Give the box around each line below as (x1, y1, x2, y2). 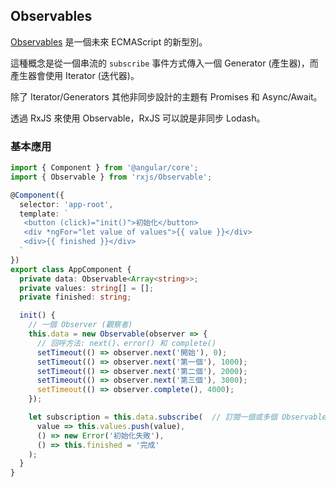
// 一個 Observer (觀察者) (28, 320, 133, 330)
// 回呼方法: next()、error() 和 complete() (36, 338, 217, 348)
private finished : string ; (19, 292, 132, 303)
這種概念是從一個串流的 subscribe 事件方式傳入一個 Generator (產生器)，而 (10, 57, 319, 69)
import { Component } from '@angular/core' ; (10, 163, 199, 173)
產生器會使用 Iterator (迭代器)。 (10, 69, 140, 81)
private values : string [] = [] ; (19, 283, 155, 293)
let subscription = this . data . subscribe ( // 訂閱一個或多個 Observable (28, 412, 327, 423)
